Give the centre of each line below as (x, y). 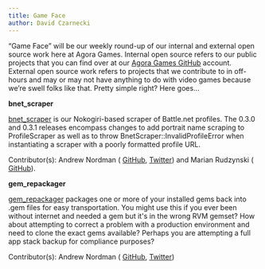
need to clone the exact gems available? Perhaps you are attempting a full (129, 232)
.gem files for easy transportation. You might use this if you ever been (123, 207)
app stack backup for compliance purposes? (82, 241)
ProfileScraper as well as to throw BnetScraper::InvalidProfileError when (126, 135)
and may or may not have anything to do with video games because (140, 80)
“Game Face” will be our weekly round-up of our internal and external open (131, 45)
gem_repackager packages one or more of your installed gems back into (127, 199)
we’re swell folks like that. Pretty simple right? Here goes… (104, 88)
